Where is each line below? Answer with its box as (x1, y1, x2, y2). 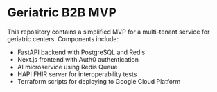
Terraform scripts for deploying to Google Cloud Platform (17, 77, 181, 85)
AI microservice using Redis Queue (17, 62, 118, 71)
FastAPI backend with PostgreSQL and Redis (17, 48, 146, 56)
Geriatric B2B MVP (7, 5, 116, 21)
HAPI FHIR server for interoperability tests (17, 70, 137, 78)
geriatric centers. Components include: (7, 34, 119, 43)
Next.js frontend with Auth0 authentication (17, 55, 139, 63)
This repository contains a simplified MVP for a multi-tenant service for (7, 27, 210, 36)
